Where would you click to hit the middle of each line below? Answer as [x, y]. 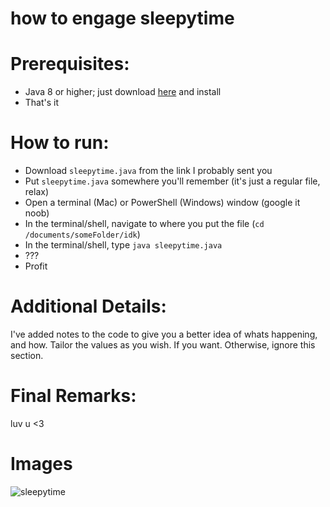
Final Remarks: [73, 396]
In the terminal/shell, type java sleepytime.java [123, 245]
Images [41, 464]
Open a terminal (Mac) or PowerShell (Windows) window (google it [162, 203]
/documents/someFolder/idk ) [82, 234]
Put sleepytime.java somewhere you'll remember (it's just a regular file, [172, 181]
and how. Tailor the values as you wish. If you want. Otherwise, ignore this [163, 345]
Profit [36, 266]
